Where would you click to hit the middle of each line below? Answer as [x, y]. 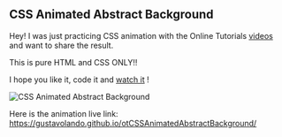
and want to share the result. [61, 45]
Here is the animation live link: [64, 113]
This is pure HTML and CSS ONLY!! [73, 62]
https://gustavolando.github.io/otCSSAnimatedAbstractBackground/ [133, 123]
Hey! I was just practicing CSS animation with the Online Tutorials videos [141, 35]
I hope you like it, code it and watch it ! [79, 80]
